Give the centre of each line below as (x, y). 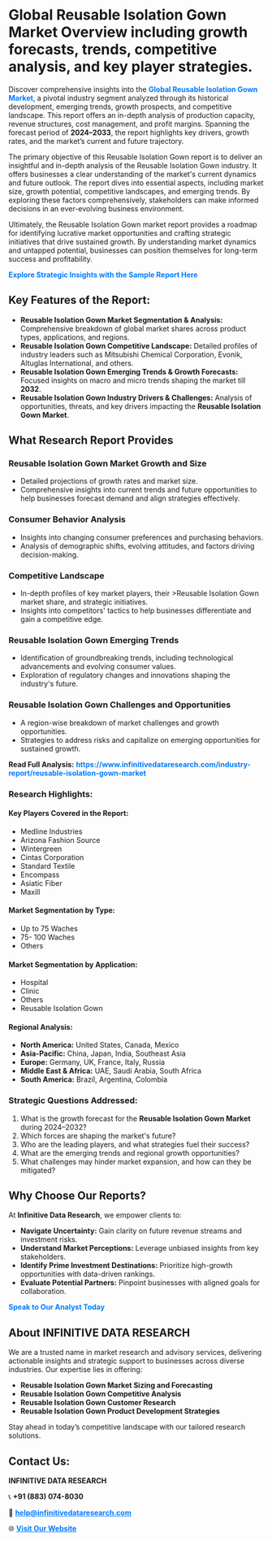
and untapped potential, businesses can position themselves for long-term (133, 250)
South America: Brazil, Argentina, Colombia (94, 1079)
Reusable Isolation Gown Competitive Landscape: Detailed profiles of (139, 345)
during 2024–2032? (53, 1126)
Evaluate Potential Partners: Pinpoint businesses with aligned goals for (140, 1283)
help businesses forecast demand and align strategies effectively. (130, 498)
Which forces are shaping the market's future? (98, 1135)
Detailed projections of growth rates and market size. (109, 481)
